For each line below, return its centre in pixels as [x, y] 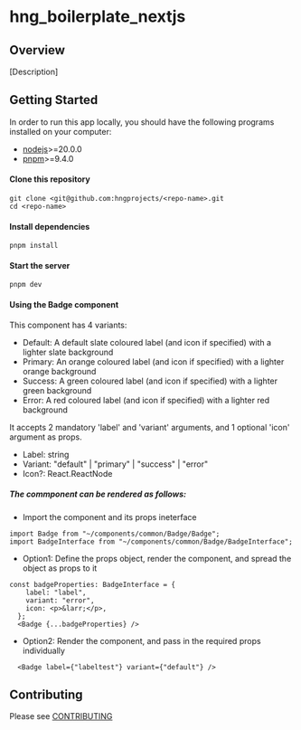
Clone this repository [50, 179]
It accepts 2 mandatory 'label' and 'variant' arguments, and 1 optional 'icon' [150, 427]
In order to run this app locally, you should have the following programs [142, 122]
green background [57, 390]
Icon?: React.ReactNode [67, 473]
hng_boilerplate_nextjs [98, 17]
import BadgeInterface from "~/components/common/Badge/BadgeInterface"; [151, 541]
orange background [59, 371]
